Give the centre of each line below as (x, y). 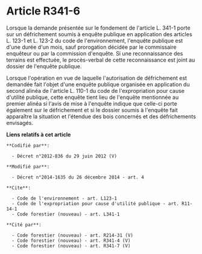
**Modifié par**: (28, 167)
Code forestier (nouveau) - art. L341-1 (68, 214)
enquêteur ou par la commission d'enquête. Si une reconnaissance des (95, 53)
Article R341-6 (43, 11)
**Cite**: (19, 188)
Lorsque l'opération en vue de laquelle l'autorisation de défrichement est (96, 78)
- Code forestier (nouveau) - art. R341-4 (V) (71, 240)
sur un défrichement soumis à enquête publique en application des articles (99, 34)
